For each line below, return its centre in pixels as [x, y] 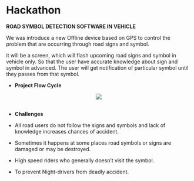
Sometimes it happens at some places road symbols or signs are [93, 143]
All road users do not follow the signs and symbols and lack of [90, 125]
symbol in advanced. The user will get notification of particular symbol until [97, 67]
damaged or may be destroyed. [53, 149]
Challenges [29, 114]
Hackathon [34, 10]
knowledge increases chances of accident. [67, 131]
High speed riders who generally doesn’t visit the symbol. [84, 160]
